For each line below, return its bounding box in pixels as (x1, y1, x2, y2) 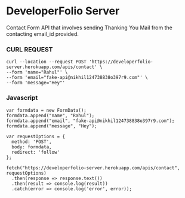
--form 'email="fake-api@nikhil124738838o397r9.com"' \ (6, 75, 148, 81)
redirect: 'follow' (11, 149, 60, 155)
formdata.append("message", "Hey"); (6, 123, 97, 129)
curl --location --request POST (6, 59, 87, 65)
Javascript (6, 94, 38, 102)
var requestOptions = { (6, 133, 66, 139)
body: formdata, (11, 144, 52, 150)
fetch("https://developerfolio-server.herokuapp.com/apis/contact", (6, 165, 180, 171)
